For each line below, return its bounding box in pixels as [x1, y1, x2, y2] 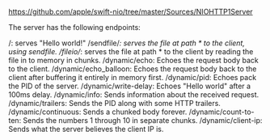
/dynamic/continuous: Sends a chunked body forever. [8, 107, 188, 117]
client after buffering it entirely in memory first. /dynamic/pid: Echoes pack [8, 73, 257, 82]
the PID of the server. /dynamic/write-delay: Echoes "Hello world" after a [8, 81, 251, 91]
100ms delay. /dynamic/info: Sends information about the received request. [8, 90, 259, 100]
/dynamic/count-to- [188, 107, 255, 117]
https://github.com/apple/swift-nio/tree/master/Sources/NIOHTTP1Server [8, 7, 253, 16]
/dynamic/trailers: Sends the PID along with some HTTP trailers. [8, 99, 221, 108]
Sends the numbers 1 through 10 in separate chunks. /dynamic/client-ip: [23, 116, 263, 125]
